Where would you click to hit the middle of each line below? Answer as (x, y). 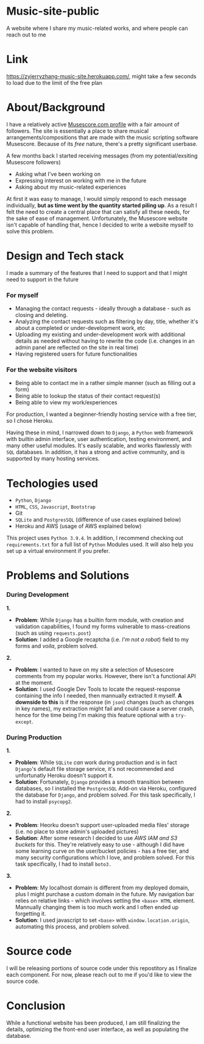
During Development (37, 595)
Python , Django (33, 500)
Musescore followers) (33, 162)
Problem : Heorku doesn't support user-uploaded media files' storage (102, 825)
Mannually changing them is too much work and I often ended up (97, 907)
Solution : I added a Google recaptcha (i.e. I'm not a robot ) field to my (102, 639)
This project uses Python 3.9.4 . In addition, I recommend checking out (95, 538)
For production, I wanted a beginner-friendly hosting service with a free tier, (101, 414)
